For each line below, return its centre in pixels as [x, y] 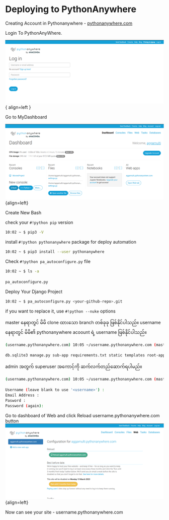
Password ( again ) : [24, 406]
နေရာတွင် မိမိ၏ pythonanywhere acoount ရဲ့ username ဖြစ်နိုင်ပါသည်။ [76, 332]
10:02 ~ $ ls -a [22, 271]
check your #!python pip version [39, 222]
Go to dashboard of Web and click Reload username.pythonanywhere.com [82, 415]
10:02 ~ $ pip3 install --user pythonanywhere [55, 252]
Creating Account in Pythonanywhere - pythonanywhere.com [69, 23]
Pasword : [16, 400]
